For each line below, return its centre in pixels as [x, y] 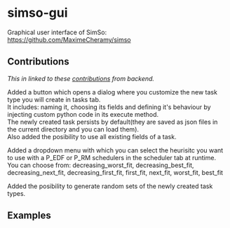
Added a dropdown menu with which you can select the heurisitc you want [115, 150]
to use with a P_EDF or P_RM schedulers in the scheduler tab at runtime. [111, 157]
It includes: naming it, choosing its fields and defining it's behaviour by [109, 107]
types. [16, 193]
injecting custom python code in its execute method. [83, 114]
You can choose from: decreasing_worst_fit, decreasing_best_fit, [101, 165]
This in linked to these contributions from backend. [81, 78]
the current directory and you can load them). [73, 129]
